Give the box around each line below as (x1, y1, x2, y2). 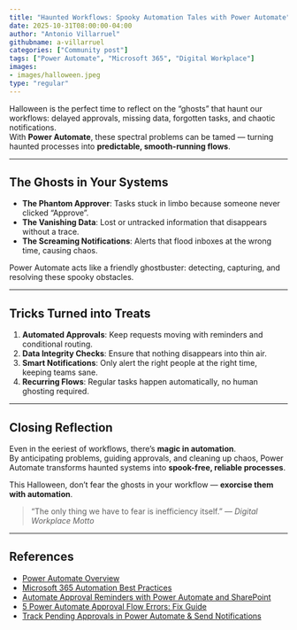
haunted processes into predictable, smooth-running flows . (9, 141, 232, 152)
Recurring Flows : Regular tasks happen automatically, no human (21, 377, 259, 387)
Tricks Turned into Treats (9, 306, 151, 321)
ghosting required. (21, 386, 90, 397)
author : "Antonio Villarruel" (9, 29, 121, 38)
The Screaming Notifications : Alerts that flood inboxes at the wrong (21, 236, 272, 246)
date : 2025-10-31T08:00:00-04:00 (9, 21, 133, 30)
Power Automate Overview (21, 572, 120, 583)
